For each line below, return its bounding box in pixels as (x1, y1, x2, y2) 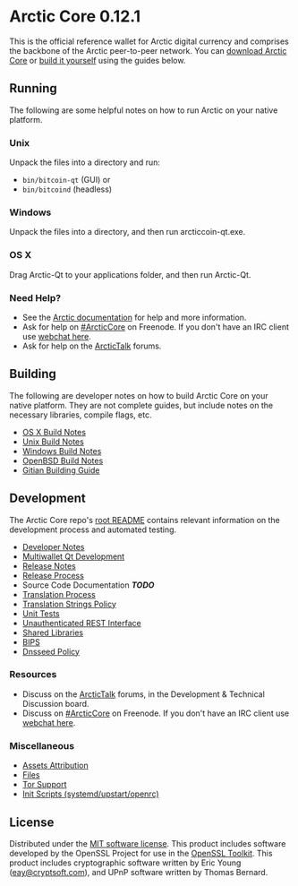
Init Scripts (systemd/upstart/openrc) (21, 788, 159, 799)
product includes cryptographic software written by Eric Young (9, 857, 242, 868)
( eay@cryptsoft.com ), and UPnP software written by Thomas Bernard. (9, 866, 268, 877)
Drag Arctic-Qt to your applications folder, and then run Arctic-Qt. (9, 269, 251, 280)
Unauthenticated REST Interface (21, 617, 141, 628)
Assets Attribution (21, 760, 89, 771)
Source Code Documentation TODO (21, 580, 155, 590)
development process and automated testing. (9, 524, 177, 535)
